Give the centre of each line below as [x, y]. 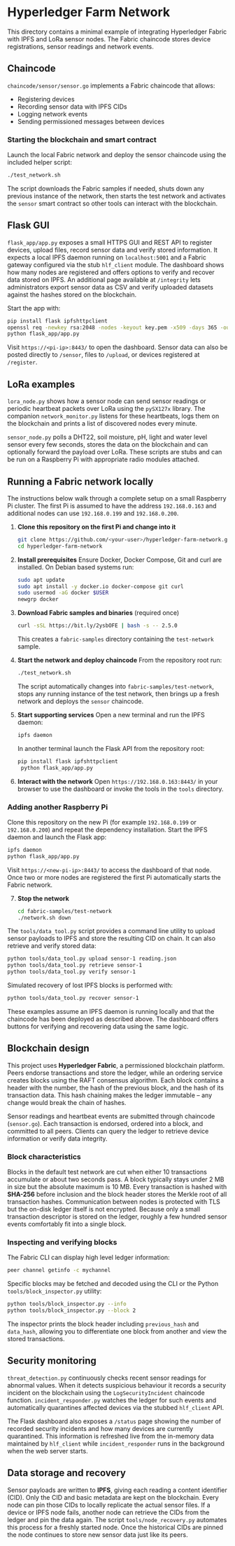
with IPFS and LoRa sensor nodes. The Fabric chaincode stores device [109, 39]
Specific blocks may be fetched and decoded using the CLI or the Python [113, 1284]
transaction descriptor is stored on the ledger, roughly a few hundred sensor [117, 1216]
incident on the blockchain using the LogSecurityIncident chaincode [106, 1392]
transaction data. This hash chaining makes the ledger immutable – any [110, 1095]
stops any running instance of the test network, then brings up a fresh [118, 693]
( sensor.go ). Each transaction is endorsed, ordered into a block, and [105, 1123]
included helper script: [40, 163]
